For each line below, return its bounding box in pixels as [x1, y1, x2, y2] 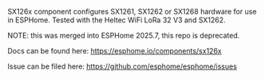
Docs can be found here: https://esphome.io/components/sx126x [7, 46, 222, 55]
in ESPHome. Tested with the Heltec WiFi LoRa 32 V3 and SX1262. [7, 15, 226, 25]
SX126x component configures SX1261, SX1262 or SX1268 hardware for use [7, 7, 257, 16]
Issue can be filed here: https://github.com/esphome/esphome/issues [7, 61, 237, 71]
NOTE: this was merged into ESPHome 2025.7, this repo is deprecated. [7, 31, 240, 40]
